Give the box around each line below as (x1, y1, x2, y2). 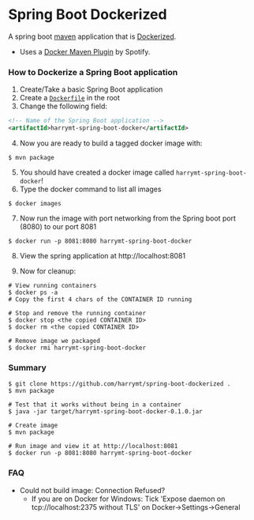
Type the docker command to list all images (19, 184, 162, 194)
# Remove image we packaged (8, 337, 101, 345)
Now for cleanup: (19, 266, 77, 276)
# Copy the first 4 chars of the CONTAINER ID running (8, 295, 192, 303)
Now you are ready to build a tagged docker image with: (19, 138, 203, 148)
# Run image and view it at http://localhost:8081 (8, 443, 178, 450)
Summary (8, 362, 47, 373)
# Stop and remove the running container (8, 309, 147, 317)
